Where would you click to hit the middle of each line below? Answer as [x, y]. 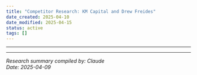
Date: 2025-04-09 [28, 67]
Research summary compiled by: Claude [55, 61]
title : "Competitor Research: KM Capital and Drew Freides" [81, 11]
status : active [25, 28]
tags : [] [17, 33]
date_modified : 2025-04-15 [39, 22]
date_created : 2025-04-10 [38, 17]
